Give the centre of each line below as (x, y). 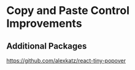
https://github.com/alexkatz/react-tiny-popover (66, 61)
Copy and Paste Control (68, 11)
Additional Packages (47, 46)
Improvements (44, 23)
